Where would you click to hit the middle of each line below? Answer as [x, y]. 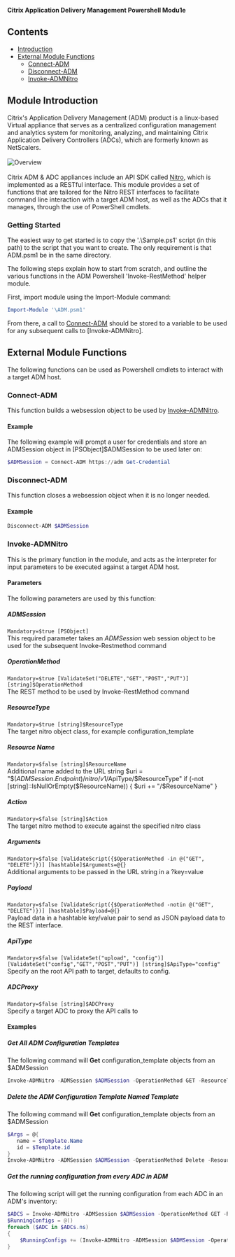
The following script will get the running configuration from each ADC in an [115, 1194]
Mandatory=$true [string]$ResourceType [65, 724]
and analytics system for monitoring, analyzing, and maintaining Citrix [108, 132]
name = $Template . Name [49, 1141]
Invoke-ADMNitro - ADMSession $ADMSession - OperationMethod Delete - [109, 1160]
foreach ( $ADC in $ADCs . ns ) [48, 1228]
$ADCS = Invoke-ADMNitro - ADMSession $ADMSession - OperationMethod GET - [117, 1214]
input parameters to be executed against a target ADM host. [94, 567]
